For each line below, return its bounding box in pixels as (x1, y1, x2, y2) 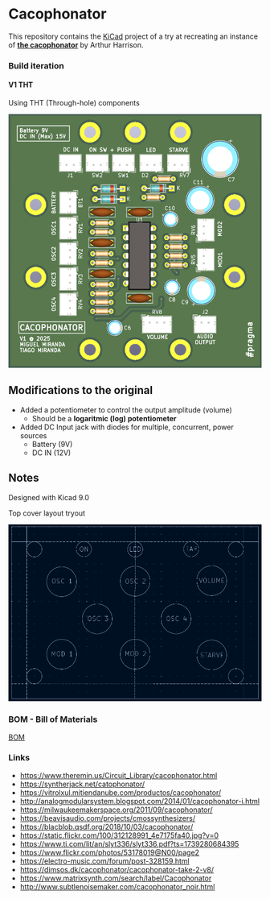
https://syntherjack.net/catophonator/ (19, 779, 145, 789)
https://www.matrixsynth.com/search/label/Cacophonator (19, 873, 212, 883)
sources (19, 430, 47, 440)
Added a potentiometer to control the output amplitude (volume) (19, 404, 233, 415)
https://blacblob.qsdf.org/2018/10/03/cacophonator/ (19, 822, 194, 831)
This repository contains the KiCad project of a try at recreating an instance (8, 31, 259, 41)
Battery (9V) (31, 439, 73, 449)
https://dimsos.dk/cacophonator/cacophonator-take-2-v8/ (19, 864, 215, 874)
